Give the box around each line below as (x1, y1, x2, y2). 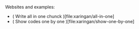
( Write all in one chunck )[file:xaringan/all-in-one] (12, 14, 115, 19)
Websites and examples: (5, 4, 55, 10)
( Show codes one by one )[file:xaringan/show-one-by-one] (12, 19, 135, 24)
